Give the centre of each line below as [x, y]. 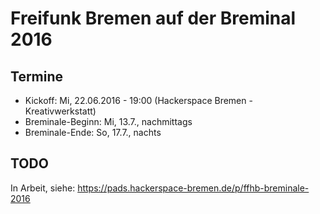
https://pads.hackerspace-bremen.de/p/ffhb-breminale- [193, 188]
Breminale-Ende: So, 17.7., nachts [93, 132]
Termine [37, 76]
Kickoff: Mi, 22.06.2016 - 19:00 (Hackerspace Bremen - [138, 100]
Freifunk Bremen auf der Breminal [153, 18]
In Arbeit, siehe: [43, 188]
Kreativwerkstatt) [60, 111]
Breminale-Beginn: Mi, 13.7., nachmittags [108, 121]
